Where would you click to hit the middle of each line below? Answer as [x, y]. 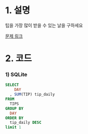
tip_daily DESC [26, 123]
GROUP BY [14, 108]
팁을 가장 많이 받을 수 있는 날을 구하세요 [44, 25]
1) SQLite [16, 75]
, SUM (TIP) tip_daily [32, 95]
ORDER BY [14, 118]
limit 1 [13, 127]
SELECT [12, 85]
